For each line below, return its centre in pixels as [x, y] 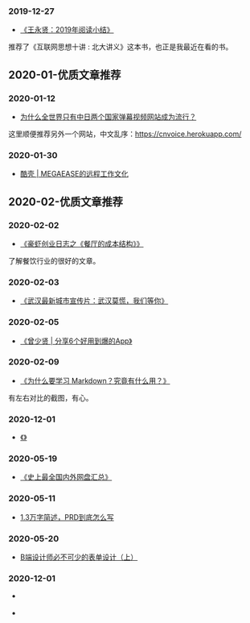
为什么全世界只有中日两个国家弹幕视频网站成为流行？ [108, 116]
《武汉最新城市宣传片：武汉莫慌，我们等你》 [94, 301]
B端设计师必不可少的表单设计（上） [79, 557]
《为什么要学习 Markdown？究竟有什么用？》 [95, 380]
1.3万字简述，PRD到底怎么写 [67, 517]
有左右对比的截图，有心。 [51, 397]
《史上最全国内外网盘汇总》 [66, 477]
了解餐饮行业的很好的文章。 [54, 260]
